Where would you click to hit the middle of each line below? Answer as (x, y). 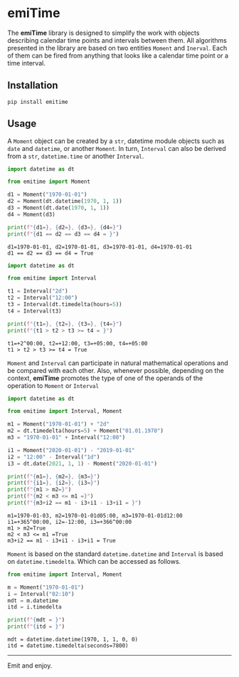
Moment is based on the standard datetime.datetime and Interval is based (115, 554)
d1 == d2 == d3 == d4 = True (51, 253)
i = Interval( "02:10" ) (41, 594)
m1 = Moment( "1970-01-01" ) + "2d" (59, 424)
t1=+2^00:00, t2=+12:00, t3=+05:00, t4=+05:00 (78, 343)
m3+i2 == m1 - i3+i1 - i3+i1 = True (62, 540)
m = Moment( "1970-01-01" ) (46, 587)
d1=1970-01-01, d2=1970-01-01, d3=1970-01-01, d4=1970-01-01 (100, 247)
